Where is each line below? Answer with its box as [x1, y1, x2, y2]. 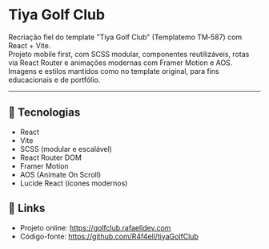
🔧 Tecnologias [8, 106, 81, 120]
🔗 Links [8, 202, 46, 215]
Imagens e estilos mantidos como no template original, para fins [8, 66, 219, 76]
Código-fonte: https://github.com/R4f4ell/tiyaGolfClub [19, 231, 199, 241]
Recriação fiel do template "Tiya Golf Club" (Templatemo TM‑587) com [8, 32, 243, 42]
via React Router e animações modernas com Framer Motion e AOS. [8, 58, 233, 67]
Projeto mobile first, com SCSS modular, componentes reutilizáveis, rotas [8, 49, 250, 59]
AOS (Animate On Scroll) [19, 169, 102, 179]
